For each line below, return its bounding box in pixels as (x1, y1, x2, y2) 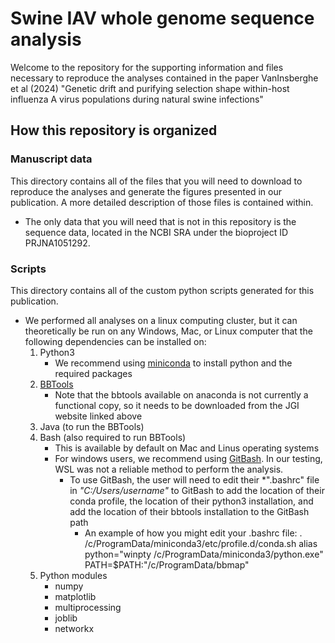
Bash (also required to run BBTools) (39, 431, 187, 443)
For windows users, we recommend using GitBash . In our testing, (54, 452, 323, 464)
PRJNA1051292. (24, 237, 91, 249)
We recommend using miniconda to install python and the (54, 357, 293, 369)
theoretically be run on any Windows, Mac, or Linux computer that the (24, 325, 313, 337)
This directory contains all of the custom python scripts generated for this (10, 284, 315, 296)
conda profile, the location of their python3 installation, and (69, 495, 314, 507)
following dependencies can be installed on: (24, 335, 207, 347)
